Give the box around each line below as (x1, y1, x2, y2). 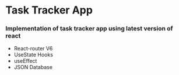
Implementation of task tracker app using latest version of (5, 25, 173, 33)
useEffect (13, 57, 37, 64)
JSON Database (13, 64, 53, 71)
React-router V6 (13, 45, 53, 52)
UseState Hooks (13, 51, 54, 59)
